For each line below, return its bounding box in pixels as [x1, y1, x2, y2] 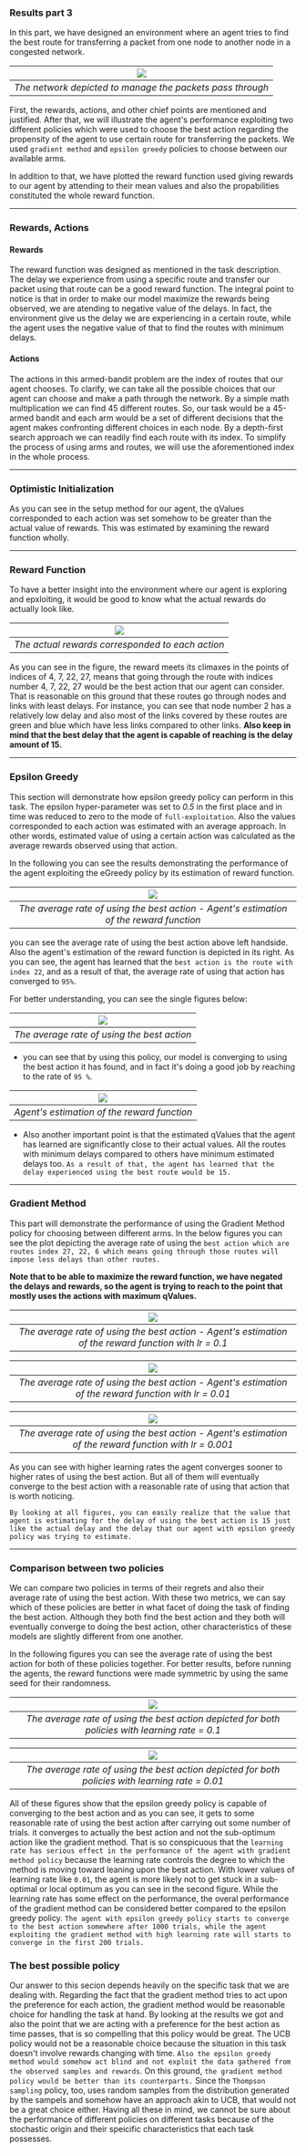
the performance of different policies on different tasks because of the [9, 2114, 275, 2125]
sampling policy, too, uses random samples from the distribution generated [9, 2085, 290, 2096]
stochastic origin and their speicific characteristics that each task [9, 2124, 255, 2135]
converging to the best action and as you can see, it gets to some [9, 1808, 255, 1819]
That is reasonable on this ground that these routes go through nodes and [9, 691, 287, 702]
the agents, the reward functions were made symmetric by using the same [9, 1668, 289, 1680]
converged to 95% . [9, 975, 76, 986]
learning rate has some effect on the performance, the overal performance [9, 1893, 290, 1904]
